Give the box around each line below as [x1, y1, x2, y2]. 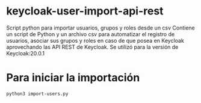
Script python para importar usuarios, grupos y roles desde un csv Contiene [6, 24, 196, 31]
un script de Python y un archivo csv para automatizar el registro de [6, 30, 175, 37]
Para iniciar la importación [6, 71, 140, 85]
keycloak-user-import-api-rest [6, 4, 164, 18]
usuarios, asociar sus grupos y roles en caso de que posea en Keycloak [6, 37, 185, 44]
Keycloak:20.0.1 [6, 49, 45, 57]
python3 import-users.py [6, 90, 69, 97]
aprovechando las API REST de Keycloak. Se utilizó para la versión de [6, 43, 179, 51]
